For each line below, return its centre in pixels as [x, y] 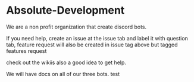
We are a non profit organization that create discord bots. [76, 27]
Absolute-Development [65, 10]
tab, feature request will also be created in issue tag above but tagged [92, 45]
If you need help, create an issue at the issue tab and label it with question [97, 38]
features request [26, 51]
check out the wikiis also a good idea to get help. [66, 62]
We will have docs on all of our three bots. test [63, 74]
